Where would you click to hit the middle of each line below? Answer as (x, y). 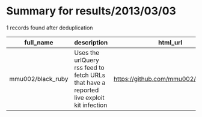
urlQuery (87, 60)
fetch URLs (90, 75)
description (91, 42)
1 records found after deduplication (50, 28)
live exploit (89, 97)
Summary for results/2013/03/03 (91, 11)
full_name (38, 42)
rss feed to (89, 67)
